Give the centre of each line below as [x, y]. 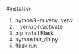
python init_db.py [36, 39]
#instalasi [18, 9]
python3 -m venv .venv [44, 20]
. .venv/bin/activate [39, 27]
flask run [26, 46]
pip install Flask [34, 33]
